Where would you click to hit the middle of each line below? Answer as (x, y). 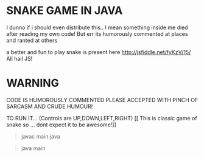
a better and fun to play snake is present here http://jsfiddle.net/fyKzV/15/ (99, 52)
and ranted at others (32, 40)
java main (33, 148)
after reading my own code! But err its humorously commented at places (97, 33)
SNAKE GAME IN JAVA (65, 11)
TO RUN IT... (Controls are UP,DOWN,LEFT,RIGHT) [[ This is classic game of (102, 118)
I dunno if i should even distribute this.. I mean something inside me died (97, 27)
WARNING (33, 83)
